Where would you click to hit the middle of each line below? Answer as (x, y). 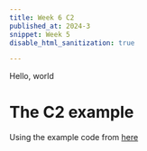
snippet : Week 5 (40, 34)
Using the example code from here (74, 138)
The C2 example (72, 112)
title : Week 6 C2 (42, 18)
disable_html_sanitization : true (72, 43)
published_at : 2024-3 (50, 26)
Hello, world (32, 76)
